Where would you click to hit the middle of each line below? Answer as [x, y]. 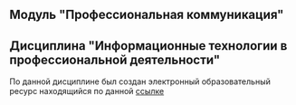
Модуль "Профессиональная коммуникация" [147, 15]
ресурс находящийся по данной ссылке [87, 91]
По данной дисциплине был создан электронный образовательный [140, 81]
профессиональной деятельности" [115, 59]
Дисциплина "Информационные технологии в [148, 46]
